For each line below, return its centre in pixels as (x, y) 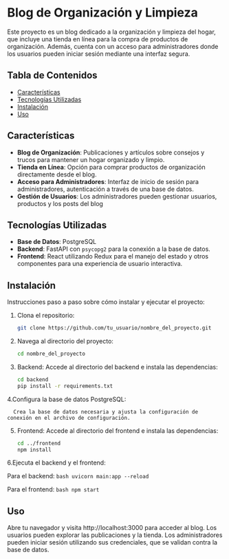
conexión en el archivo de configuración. (69, 418)
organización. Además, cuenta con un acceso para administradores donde (113, 46)
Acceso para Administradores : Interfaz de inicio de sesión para (108, 181)
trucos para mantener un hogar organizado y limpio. (91, 159)
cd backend (33, 379)
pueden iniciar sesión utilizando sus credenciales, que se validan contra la (112, 542)
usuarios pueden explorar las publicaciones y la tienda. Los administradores (115, 535)
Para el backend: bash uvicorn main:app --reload (78, 476)
